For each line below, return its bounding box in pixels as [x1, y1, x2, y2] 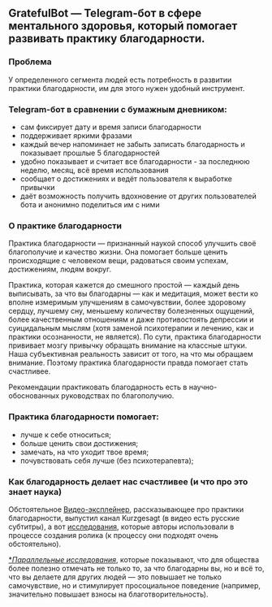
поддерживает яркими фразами [19, 130, 132, 141]
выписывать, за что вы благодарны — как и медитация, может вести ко [8, 288, 258, 299]
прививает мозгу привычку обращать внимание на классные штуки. [8, 340, 248, 350]
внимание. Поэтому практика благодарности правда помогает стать [8, 358, 248, 368]
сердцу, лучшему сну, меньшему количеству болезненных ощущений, [8, 306, 255, 316]
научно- [188, 382, 218, 392]
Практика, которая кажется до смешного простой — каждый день [8, 280, 240, 290]
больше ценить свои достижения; [19, 438, 139, 448]
